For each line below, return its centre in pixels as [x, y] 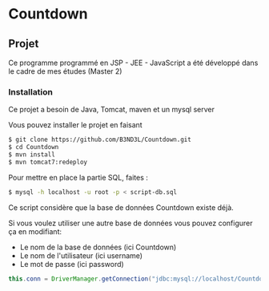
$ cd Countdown [34, 148]
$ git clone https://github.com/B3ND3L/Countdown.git [100, 140]
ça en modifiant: [35, 231]
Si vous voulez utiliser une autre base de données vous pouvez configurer [131, 223]
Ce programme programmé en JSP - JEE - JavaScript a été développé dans [133, 63]
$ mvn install [32, 155]
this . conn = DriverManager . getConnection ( [80, 279]
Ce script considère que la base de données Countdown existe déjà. [121, 207]
